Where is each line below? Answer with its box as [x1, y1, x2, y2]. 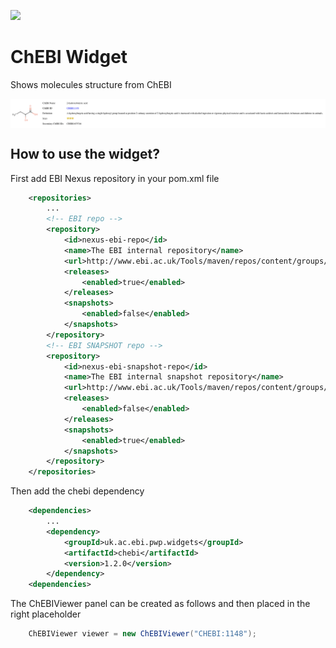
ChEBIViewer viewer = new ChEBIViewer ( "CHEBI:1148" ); [28, 629, 257, 639]
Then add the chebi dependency [10, 485, 145, 497]
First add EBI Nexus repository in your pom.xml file [10, 172, 220, 184]
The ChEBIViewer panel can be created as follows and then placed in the [10, 598, 311, 610]
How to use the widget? [10, 146, 161, 163]
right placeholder [10, 608, 82, 620]
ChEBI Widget [10, 46, 128, 69]
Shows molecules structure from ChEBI [10, 78, 172, 90]
